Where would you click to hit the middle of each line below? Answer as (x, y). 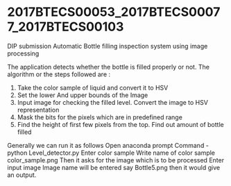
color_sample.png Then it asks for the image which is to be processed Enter (115, 160)
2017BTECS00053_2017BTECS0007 (114, 12)
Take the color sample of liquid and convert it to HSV (93, 87)
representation (38, 110)
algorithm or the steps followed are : (59, 74)
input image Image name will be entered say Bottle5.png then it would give (114, 167)
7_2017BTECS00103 (66, 27)
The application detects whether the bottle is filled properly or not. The (109, 67)
